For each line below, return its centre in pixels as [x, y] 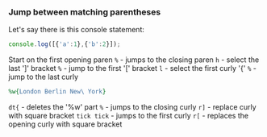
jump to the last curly [44, 77]
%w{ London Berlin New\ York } [57, 92]
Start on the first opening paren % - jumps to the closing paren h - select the [134, 60]
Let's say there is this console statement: [77, 30]
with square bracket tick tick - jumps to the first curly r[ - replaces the [128, 116]
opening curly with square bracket [65, 124]
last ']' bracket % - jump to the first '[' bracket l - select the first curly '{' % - [132, 68]
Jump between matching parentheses [85, 12]
